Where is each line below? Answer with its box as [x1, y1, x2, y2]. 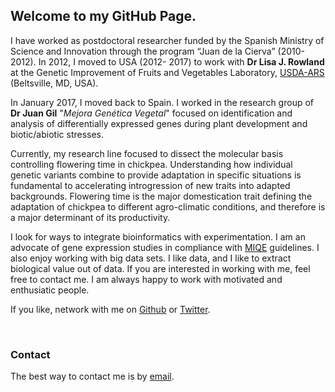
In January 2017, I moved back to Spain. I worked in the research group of [10, 96, 315, 108]
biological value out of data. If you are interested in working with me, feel [10, 262, 311, 274]
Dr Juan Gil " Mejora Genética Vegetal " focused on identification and [10, 107, 293, 119]
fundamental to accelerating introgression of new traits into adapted [10, 179, 291, 191]
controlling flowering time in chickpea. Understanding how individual [10, 158, 293, 170]
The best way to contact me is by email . [10, 370, 175, 383]
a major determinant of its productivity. [10, 211, 171, 223]
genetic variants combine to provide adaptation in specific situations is [10, 169, 302, 181]
